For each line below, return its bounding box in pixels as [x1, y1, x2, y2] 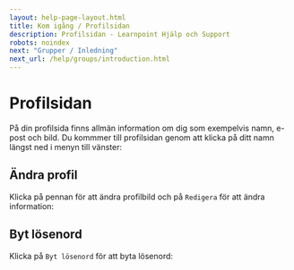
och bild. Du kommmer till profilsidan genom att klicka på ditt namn [27, 131, 275, 143]
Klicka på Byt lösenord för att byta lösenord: [9, 250, 173, 261]
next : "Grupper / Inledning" [9, 46, 118, 55]
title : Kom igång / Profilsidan [9, 21, 130, 30]
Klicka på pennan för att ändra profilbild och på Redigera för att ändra [9, 191, 265, 202]
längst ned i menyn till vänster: [9, 141, 123, 152]
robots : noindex [9, 38, 70, 47]
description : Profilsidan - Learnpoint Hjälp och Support [9, 30, 230, 38]
